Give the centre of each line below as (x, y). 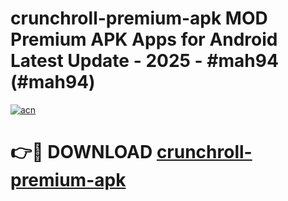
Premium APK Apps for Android (144, 39)
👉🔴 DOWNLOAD (81, 152)
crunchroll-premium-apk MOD (139, 18)
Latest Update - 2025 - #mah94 (144, 61)
